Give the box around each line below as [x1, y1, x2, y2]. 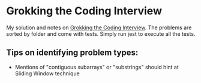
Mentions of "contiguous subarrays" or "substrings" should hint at [14, 63, 179, 70]
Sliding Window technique [14, 70, 80, 77]
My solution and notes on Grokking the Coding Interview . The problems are [6, 24, 192, 31]
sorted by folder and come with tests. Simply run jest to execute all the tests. [6, 30, 196, 37]
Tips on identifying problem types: [6, 48, 139, 58]
